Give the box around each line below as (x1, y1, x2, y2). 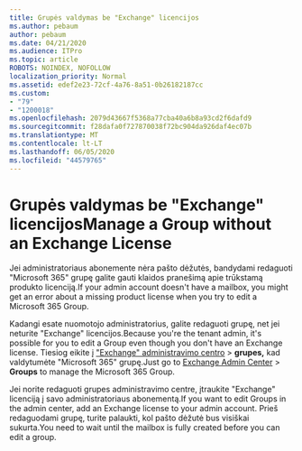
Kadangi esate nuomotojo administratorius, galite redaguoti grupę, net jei (9, 318, 280, 329)
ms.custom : (9, 88, 50, 97)
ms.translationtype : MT (9, 131, 99, 140)
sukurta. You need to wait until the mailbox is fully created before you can (9, 422, 280, 433)
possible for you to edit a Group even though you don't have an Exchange (9, 337, 283, 348)
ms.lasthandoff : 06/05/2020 (9, 147, 115, 156)
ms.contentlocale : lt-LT (9, 139, 103, 148)
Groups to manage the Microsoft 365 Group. (9, 366, 176, 377)
